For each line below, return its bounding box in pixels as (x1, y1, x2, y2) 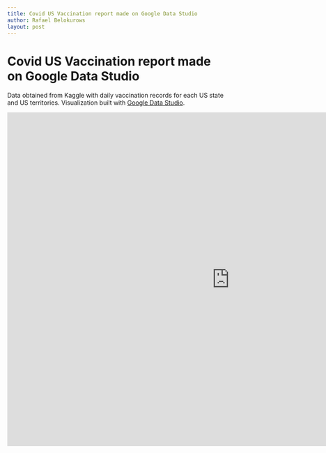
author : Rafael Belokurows (7, 17, 86, 24)
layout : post (7, 23, 45, 30)
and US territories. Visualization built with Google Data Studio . (7, 98, 185, 107)
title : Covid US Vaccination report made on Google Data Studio (7, 10, 198, 17)
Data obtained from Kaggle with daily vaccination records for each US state (7, 91, 224, 100)
